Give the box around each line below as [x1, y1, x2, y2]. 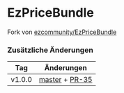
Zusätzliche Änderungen [7, 45, 94, 55]
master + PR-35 [38, 75, 93, 85]
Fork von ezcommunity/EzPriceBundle [7, 28, 117, 36]
